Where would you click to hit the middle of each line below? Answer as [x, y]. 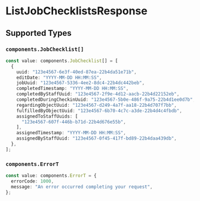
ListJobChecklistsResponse [76, 11]
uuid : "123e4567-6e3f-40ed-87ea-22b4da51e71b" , [76, 72]
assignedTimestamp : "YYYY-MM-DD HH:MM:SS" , [71, 133]
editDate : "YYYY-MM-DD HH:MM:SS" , [59, 78]
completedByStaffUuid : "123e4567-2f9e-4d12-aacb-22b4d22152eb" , [98, 94]
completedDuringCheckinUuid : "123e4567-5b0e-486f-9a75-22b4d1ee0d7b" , [106, 100]
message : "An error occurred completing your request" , [82, 187]
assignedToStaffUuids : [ [47, 116]
